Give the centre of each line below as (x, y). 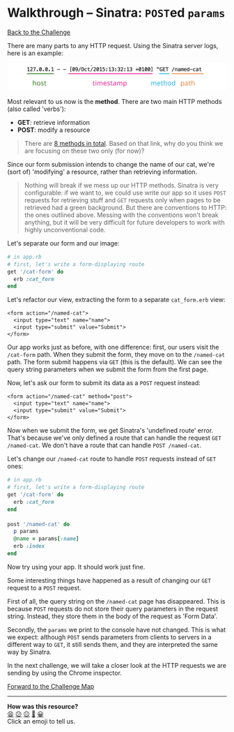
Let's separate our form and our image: (63, 243)
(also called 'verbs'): (37, 109)
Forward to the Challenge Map (51, 686)
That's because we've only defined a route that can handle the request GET (114, 438)
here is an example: (36, 53)
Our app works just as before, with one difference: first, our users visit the (113, 348)
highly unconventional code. (65, 230)
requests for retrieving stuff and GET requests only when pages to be (122, 200)
